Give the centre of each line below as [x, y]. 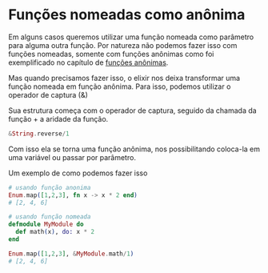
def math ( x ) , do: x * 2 [55, 232]
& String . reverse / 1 [39, 134]
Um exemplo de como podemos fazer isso [78, 173]
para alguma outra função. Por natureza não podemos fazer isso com [123, 45]
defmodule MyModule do [46, 225]
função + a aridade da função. [58, 118]
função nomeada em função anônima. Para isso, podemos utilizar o [120, 86]
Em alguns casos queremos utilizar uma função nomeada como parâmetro [131, 37]
